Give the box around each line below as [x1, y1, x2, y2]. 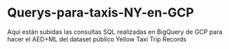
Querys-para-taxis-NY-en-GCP [7, 5, 194, 21]
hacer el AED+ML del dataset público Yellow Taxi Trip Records [7, 35, 187, 43]
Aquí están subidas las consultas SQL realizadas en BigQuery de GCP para [7, 28, 223, 36]
